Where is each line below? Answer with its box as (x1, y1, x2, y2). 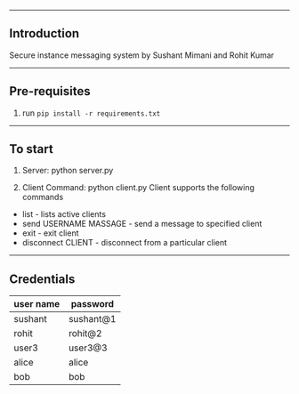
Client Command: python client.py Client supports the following (21, 182, 255, 193)
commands (21, 192, 64, 203)
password (70, 298, 114, 310)
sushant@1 (68, 313, 117, 326)
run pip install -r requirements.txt (21, 108, 161, 118)
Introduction (9, 26, 80, 41)
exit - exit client (21, 228, 79, 238)
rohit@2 (68, 327, 102, 340)
